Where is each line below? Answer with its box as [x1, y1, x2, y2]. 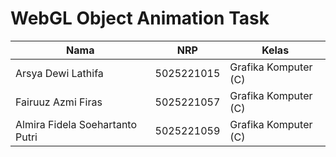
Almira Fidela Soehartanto [15, 117, 138, 131]
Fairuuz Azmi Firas [15, 95, 103, 109]
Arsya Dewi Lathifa [15, 66, 104, 80]
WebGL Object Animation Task [10, 7, 270, 30]
